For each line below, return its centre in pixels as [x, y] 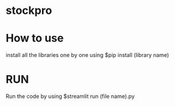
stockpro [29, 11]
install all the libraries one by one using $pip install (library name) [87, 55]
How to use [35, 38]
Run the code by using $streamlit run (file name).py [70, 96]
